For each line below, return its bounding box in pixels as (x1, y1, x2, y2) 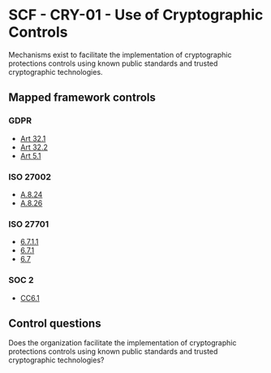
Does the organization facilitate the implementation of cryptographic (8, 338, 237, 348)
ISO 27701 (8, 218, 49, 229)
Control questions (8, 316, 101, 330)
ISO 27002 (8, 171, 51, 182)
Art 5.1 (19, 150, 41, 160)
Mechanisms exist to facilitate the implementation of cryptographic (8, 50, 232, 59)
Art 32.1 (19, 133, 46, 143)
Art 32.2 (19, 142, 49, 152)
